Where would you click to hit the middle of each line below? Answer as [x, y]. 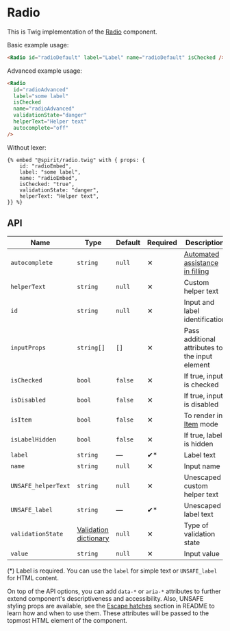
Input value [202, 553]
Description [205, 242]
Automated [202, 254]
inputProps [28, 347]
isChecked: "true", [47, 184]
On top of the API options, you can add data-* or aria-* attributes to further [114, 591]
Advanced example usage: [44, 71]
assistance [201, 262]
